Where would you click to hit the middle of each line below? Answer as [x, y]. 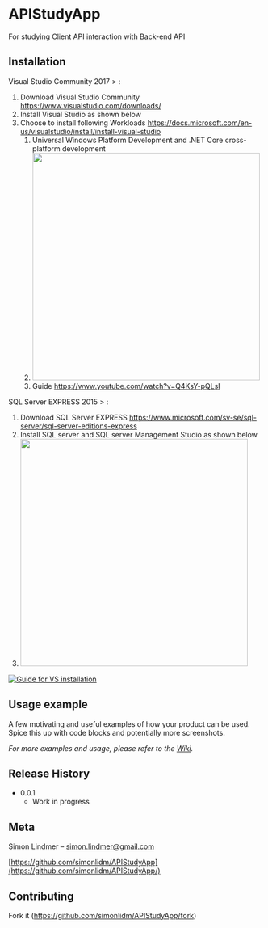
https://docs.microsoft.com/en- [200, 123]
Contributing [41, 896]
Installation [37, 62]
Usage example [48, 704]
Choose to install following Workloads [83, 123]
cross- [236, 140]
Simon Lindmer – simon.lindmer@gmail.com [82, 846]
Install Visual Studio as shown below [80, 114]
